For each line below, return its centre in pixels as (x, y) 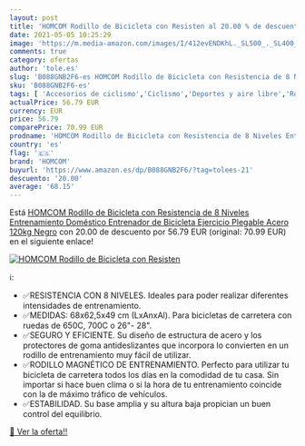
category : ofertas (44, 60)
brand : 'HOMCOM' (40, 161)
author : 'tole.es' (44, 69)
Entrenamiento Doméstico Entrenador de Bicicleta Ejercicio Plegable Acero (149, 223)
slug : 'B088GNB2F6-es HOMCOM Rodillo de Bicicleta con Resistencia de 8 (150, 77)
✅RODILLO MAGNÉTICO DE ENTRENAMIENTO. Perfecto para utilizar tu (156, 365)
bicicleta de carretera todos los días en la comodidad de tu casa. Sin (151, 375)
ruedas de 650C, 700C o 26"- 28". (87, 326)
